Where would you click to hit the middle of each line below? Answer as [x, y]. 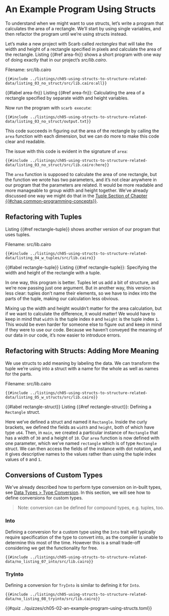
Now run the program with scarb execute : [48, 107]
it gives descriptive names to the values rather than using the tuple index [81, 454]
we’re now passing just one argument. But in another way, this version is [80, 288]
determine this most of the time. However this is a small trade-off [73, 542]
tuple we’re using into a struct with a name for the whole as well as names [82, 368]
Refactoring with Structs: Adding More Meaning [82, 351]
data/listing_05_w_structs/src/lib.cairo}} [52, 397]
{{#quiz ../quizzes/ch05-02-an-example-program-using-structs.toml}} [79, 608]
